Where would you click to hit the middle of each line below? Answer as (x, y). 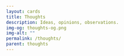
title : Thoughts (26, 17)
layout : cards (23, 11)
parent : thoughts (27, 44)
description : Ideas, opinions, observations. (62, 22)
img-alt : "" (20, 33)
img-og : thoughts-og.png (36, 28)
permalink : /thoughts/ (34, 38)
